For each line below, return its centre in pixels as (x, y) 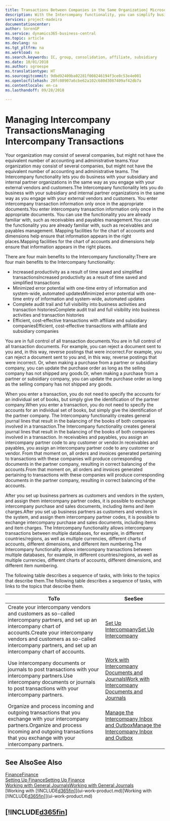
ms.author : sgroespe (27, 66)
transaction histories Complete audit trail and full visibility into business (86, 310)
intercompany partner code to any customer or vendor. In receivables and (81, 442)
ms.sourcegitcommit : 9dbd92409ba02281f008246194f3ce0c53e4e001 (73, 76)
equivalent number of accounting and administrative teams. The (72, 172)
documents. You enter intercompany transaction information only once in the (85, 209)
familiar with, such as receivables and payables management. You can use (82, 220)
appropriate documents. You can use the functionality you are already (78, 215)
